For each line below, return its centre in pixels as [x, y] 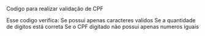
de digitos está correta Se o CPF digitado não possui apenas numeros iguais [102, 27]
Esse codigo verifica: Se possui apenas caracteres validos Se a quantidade [101, 20]
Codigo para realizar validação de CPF [55, 9]
